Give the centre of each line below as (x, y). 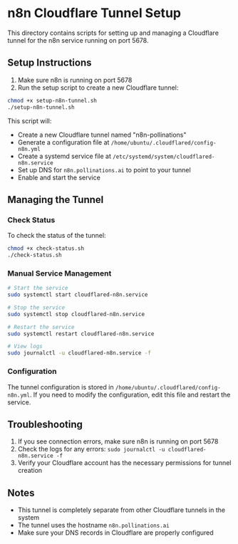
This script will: (30, 121)
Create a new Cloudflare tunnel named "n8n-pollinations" (102, 135)
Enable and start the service (59, 177)
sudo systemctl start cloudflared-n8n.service (78, 295)
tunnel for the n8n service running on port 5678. (78, 40)
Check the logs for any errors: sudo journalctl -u (91, 449)
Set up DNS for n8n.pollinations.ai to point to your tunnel (104, 169)
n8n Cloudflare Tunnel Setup (94, 13)
